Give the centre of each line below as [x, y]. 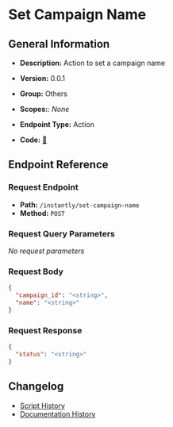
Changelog [36, 387]
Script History [42, 406]
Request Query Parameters [62, 233]
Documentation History [58, 414]
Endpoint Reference [58, 165]
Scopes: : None [44, 109]
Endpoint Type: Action [57, 124]
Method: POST [42, 213]
